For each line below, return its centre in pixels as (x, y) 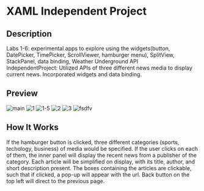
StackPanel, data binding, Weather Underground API (72, 61)
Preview (22, 94)
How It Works (33, 127)
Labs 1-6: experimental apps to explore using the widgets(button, (88, 48)
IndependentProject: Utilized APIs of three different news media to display (99, 68)
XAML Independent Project (77, 11)
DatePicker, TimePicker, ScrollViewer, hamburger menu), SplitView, (91, 55)
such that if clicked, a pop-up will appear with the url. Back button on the (98, 175)
